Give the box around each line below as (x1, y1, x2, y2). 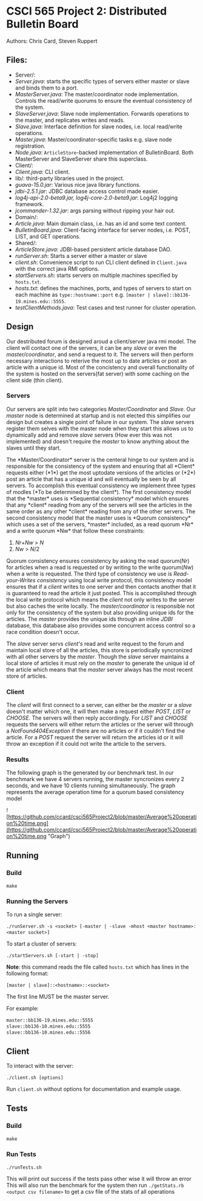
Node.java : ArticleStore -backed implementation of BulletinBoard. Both (15, 148, 194, 156)
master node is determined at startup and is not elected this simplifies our (6, 412, 191, 419)
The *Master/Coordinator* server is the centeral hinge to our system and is (6, 456, 195, 463)
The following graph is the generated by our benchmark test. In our (6, 769, 174, 776)
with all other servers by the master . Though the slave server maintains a (6, 653, 189, 660)
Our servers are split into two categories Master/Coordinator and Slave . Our (6, 405, 196, 413)
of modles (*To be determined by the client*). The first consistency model (6, 488, 191, 495)
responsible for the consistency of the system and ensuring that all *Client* (6, 462, 195, 470)
